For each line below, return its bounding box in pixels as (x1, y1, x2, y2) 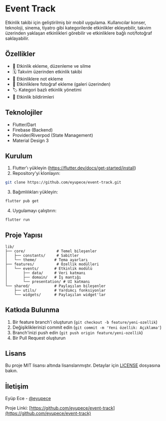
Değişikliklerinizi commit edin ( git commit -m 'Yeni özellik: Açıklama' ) (12, 324, 162, 330)
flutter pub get (5, 199, 39, 204)
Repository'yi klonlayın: (12, 170, 61, 176)
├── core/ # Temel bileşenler (5, 249, 97, 254)
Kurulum (5, 151, 33, 160)
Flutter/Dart (12, 122, 36, 128)
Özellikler (5, 50, 36, 58)
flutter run (5, 217, 30, 222)
